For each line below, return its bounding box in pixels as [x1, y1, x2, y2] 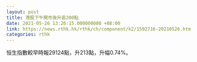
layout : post [6, 9, 39, 15]
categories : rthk [6, 32, 50, 38]
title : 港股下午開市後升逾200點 [6, 15, 79, 21]
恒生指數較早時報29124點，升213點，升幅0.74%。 [6, 49, 132, 57]
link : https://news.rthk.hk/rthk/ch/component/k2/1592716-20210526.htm [6, 26, 191, 32]
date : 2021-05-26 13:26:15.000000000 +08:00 [6, 20, 121, 26]
